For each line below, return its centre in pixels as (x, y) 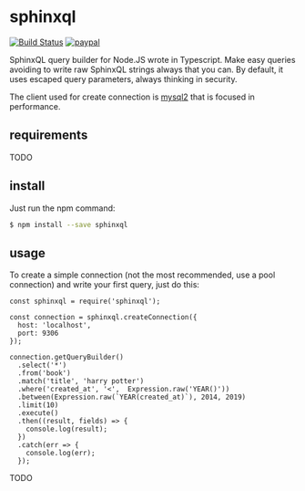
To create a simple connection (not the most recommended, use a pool (142, 275)
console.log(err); (61, 454)
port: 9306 (38, 334)
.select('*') (42, 366)
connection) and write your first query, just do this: (105, 285)
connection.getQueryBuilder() (67, 358)
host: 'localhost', (55, 326)
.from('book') (44, 373)
